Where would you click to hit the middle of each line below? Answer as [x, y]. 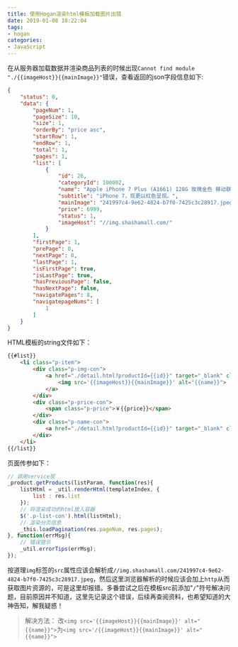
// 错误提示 [35, 543]
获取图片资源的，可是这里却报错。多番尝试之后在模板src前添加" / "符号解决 [116, 587]
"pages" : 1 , [51, 156]
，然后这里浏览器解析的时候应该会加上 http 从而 [161, 579]
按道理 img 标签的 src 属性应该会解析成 [60, 570]
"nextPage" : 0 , [55, 255]
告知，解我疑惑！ [38, 605]
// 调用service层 [31, 477]
